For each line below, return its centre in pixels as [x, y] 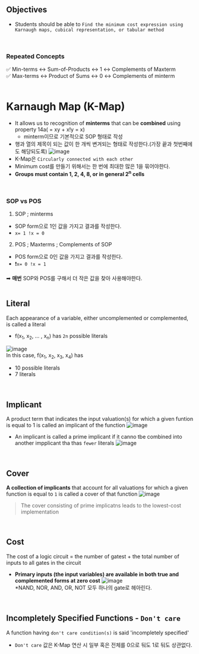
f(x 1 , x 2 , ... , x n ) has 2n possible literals [61, 337]
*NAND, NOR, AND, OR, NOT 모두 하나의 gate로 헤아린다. [83, 587]
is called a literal [26, 324]
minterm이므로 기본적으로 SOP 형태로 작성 [73, 137]
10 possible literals [37, 368]
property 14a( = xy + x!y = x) [50, 130]
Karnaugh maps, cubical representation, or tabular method [89, 30]
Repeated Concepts [35, 56]
